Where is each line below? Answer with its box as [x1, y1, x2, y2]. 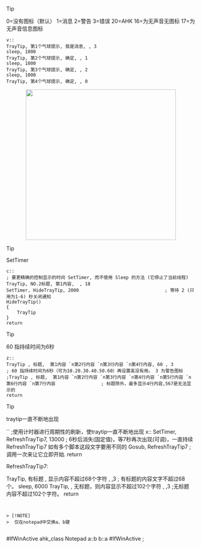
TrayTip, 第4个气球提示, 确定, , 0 [6, 78, 88, 84]
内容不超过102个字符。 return [6, 490, 79, 497]
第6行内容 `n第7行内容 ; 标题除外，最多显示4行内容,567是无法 [6, 381, 187, 387]
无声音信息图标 [6, 25, 43, 32]
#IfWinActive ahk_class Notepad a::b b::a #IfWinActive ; [6, 535, 145, 542]
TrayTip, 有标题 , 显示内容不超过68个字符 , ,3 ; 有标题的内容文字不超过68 [6, 475, 185, 482]
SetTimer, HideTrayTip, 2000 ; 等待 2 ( [6, 287, 190, 293]
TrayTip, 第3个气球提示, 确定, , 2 [6, 67, 88, 73]
